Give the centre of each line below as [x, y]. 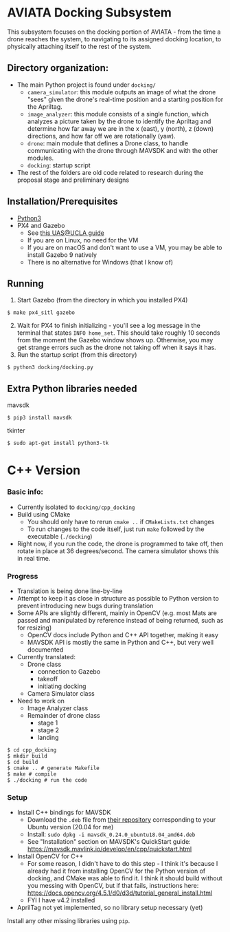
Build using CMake [44, 514]
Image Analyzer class [58, 708]
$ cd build [23, 762]
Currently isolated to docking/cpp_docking [76, 507]
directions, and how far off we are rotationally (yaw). [102, 136]
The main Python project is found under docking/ [87, 85]
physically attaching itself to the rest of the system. [80, 46]
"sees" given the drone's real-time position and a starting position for [125, 99]
